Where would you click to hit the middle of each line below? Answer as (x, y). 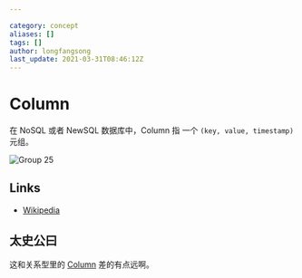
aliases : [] (32, 34)
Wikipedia (41, 210)
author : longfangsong (50, 51)
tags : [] (26, 43)
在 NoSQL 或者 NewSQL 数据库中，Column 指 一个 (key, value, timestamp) (152, 130)
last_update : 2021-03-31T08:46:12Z (77, 60)
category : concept (44, 25)
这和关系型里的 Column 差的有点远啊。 (82, 264)
